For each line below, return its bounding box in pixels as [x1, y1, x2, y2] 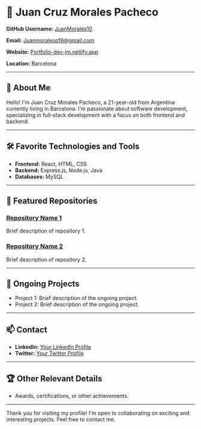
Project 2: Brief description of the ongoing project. [14, 301, 139, 308]
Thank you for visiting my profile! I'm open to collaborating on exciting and [6, 409, 190, 416]
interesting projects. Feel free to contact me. [6, 415, 115, 423]
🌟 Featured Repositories [6, 195, 98, 206]
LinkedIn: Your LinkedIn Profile [14, 344, 92, 351]
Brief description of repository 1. [6, 227, 86, 235]
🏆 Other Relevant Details [6, 373, 103, 384]
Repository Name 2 [6, 242, 63, 250]
